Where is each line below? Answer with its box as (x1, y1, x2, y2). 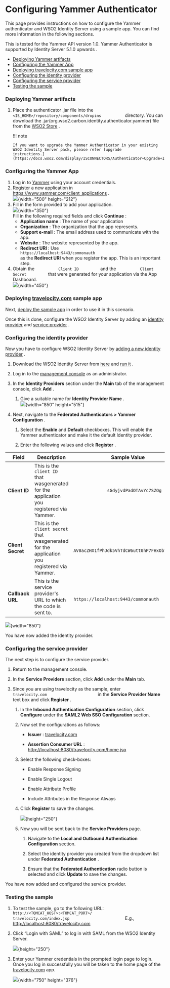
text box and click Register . (12, 697, 72, 703)
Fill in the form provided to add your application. (12, 201, 113, 207)
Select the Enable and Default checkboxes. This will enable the (20, 426, 153, 433)
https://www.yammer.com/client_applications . (12, 190, 110, 196)
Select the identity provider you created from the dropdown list (27, 851, 159, 857)
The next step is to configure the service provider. (5, 657, 110, 663)
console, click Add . (12, 386, 54, 392)
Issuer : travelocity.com (27, 732, 77, 738)
